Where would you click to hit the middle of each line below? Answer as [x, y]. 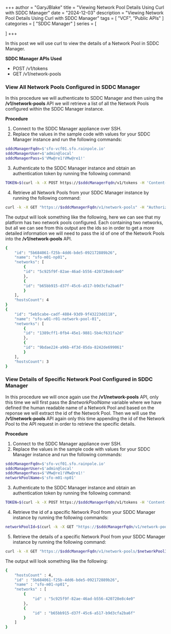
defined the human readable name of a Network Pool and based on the [80, 407]
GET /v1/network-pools [37, 74]
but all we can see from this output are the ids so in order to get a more [80, 228]
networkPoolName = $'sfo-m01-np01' [41, 478]
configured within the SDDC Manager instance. [55, 109]
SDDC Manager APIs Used [34, 59]
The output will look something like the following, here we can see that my [83, 217]
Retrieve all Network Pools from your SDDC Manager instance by [81, 192]
